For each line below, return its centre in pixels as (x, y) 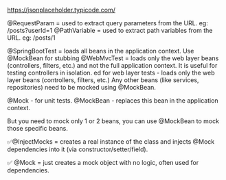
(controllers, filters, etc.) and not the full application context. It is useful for (112, 65)
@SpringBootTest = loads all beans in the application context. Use (101, 51)
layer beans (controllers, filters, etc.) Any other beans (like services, (103, 80)
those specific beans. (38, 128)
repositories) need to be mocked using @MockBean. (82, 87)
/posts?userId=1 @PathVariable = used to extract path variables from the (110, 30)
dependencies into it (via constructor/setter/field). (78, 149)
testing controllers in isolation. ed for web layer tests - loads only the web (111, 73)
